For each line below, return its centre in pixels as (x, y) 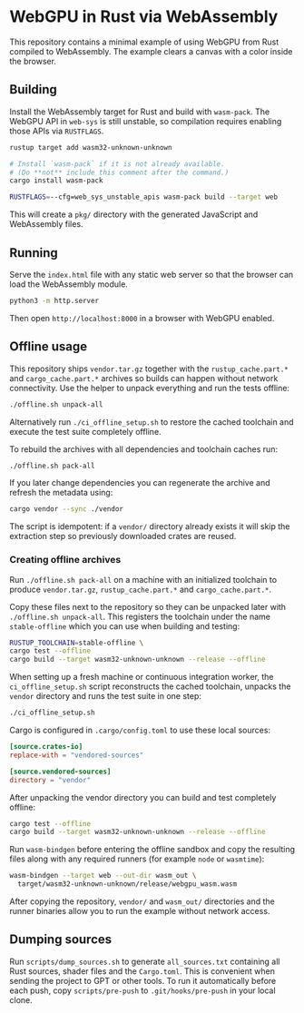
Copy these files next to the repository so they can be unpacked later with (148, 606)
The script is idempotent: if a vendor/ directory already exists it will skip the (150, 526)
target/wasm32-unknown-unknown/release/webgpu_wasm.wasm (127, 884)
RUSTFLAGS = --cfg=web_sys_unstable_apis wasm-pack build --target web (144, 197)
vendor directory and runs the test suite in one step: (106, 696)
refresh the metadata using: (61, 493)
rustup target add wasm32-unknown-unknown (91, 147)
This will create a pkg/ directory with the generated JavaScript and (134, 214)
